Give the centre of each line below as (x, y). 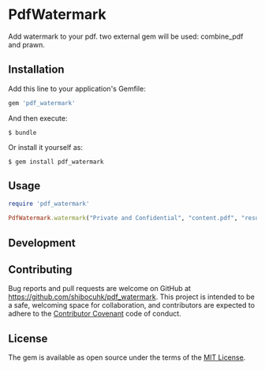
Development (42, 243)
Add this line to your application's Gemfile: (77, 88)
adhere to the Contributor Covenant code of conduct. (95, 314)
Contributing (40, 269)
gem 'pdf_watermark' (42, 103)
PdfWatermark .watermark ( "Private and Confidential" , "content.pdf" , (123, 219)
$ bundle (22, 133)
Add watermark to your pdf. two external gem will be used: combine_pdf (126, 36)
